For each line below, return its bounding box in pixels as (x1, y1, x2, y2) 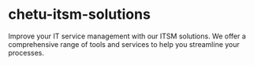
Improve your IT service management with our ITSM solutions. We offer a (8, 31, 246, 41)
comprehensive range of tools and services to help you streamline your (8, 39, 241, 49)
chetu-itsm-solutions (8, 5, 151, 23)
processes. (8, 48, 45, 57)
